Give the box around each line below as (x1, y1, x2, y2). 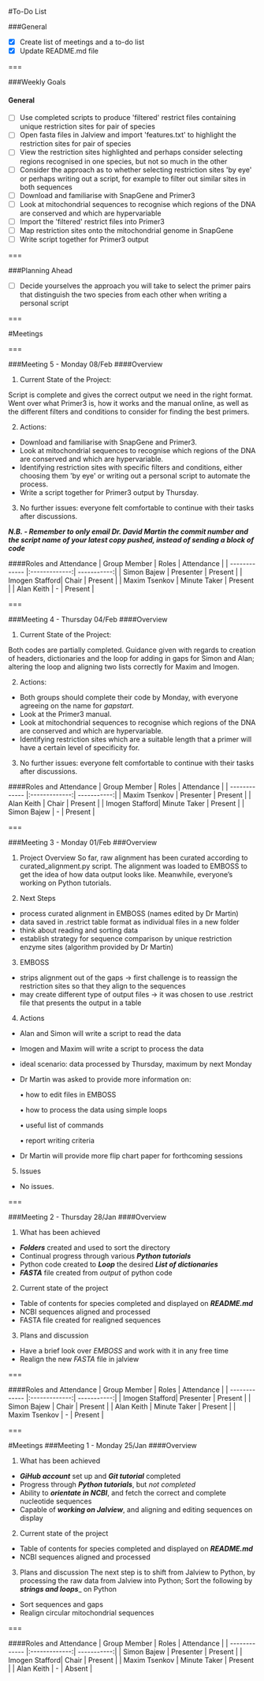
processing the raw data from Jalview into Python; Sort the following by (19, 1575, 253, 1585)
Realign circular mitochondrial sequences (19, 1608, 154, 1617)
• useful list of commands (19, 1120, 104, 1130)
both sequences (19, 182, 73, 192)
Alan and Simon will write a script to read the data (19, 1028, 181, 1037)
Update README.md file (19, 47, 99, 56)
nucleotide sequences (19, 1496, 92, 1506)
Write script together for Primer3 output (19, 235, 149, 244)
